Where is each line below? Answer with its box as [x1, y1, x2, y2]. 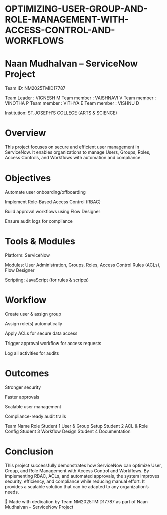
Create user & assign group [5, 311, 61, 317]
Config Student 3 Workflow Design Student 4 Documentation [5, 428, 131, 434]
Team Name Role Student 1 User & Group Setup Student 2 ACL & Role [5, 423, 148, 429]
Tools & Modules [5, 236, 76, 247]
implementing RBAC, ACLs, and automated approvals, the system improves [5, 473, 160, 479]
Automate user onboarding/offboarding [5, 189, 86, 195]
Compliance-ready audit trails [5, 413, 66, 419]
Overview [5, 127, 46, 139]
